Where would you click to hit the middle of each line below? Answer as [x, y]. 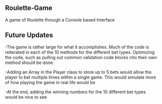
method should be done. [30, 62]
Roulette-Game [29, 8]
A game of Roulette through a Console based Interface [60, 20]
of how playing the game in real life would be [50, 82]
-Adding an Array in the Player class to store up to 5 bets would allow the [78, 72]
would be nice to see [26, 97]
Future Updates [29, 35]
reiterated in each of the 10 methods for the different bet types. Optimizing [80, 52]
